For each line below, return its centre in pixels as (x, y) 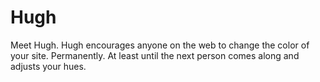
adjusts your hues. (48, 66)
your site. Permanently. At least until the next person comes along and (155, 55)
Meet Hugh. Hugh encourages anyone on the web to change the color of (160, 45)
